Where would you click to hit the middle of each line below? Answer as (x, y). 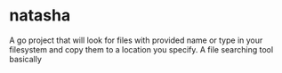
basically (26, 59)
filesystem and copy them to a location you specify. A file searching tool (141, 49)
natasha (40, 16)
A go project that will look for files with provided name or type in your (136, 40)
